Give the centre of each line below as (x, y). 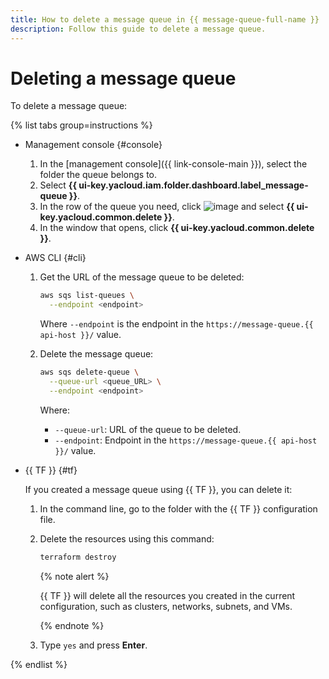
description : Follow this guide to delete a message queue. (138, 29)
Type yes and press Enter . (93, 645)
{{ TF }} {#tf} (51, 470)
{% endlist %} (39, 664)
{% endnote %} (72, 625)
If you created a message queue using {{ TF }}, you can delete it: (158, 489)
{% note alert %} (74, 576)
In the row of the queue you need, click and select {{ (167, 207)
